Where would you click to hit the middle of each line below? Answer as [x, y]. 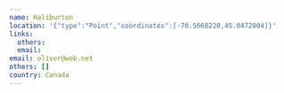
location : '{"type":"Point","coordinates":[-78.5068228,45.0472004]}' [143, 26]
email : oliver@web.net [51, 58]
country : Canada [39, 75]
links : [21, 34]
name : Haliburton [41, 17]
